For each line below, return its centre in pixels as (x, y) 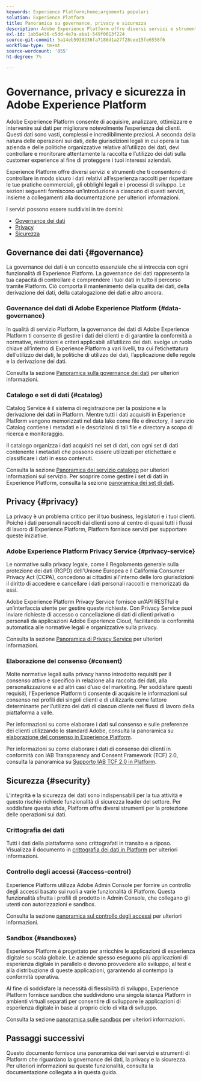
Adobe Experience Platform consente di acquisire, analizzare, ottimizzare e (99, 121)
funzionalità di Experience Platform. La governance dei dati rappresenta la (98, 274)
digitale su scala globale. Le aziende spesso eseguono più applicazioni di (97, 958)
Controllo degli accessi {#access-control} (69, 872)
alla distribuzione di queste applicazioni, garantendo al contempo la (90, 970)
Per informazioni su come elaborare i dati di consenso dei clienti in (89, 749)
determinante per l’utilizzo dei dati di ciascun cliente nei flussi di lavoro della (100, 706)
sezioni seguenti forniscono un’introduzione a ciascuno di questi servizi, (96, 191)
